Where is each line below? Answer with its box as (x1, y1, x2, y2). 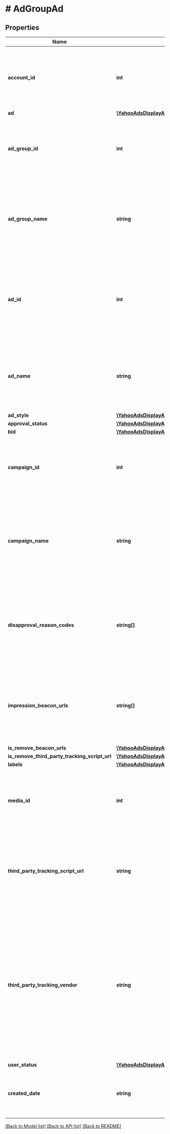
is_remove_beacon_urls (8, 745, 67, 751)
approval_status (8, 420, 48, 427)
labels (8, 761, 23, 768)
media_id (8, 797, 30, 804)
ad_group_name (8, 215, 48, 222)
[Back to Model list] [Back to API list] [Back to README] (5, 1123, 121, 1129)
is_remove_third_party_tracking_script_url (8, 753, 112, 759)
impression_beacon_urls (8, 702, 68, 709)
